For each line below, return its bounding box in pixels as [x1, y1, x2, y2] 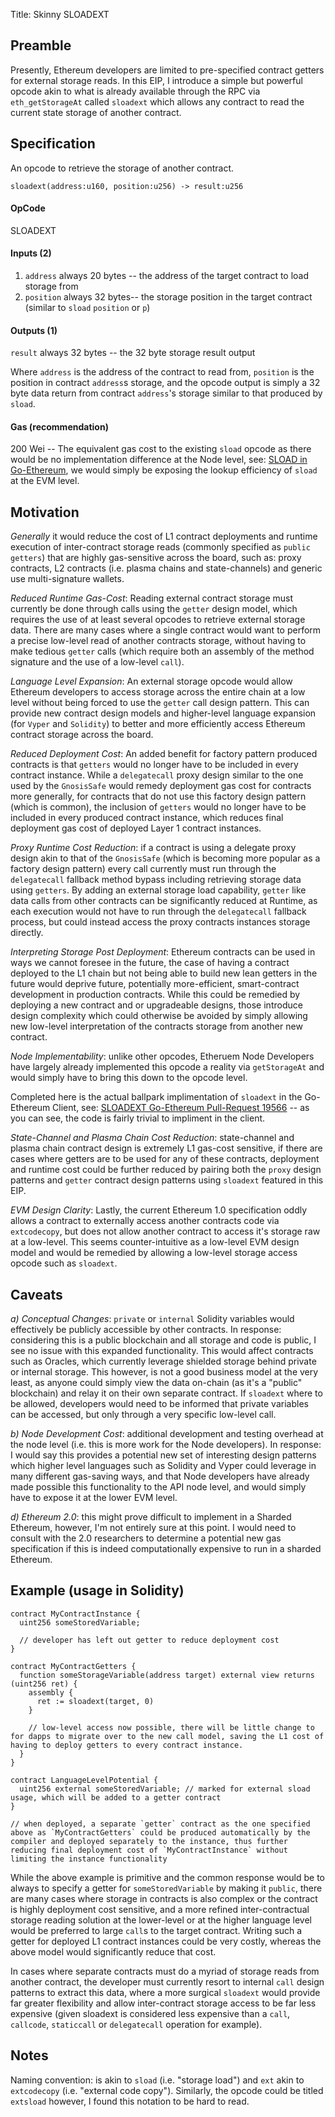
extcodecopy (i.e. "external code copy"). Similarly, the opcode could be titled [10, 2084, 324, 2096]
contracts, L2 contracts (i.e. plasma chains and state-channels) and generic [10, 562, 323, 574]
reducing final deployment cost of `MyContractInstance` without [10, 1845, 288, 1855]
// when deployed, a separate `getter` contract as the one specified [10, 1819, 311, 1829]
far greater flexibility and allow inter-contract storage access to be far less [10, 1997, 317, 2009]
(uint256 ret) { [10, 1679, 78, 1689]
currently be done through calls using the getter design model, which [10, 603, 298, 615]
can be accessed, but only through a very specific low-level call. [10, 1409, 277, 1421]
